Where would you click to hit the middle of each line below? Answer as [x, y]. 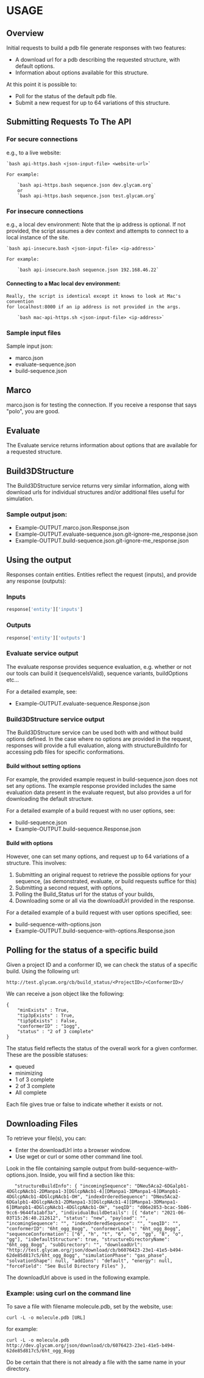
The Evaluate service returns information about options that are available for [102, 446]
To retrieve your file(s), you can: [47, 1138]
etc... [13, 680]
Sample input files [33, 333]
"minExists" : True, [43, 1011]
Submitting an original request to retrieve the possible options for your [103, 875]
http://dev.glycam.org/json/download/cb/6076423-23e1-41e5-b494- [91, 1346]
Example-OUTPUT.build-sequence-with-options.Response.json [95, 931]
